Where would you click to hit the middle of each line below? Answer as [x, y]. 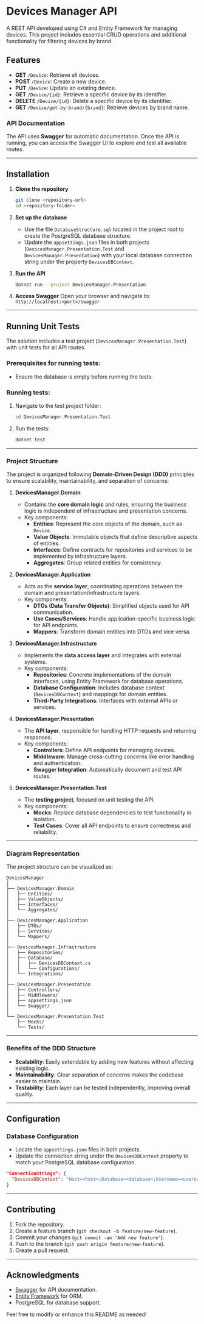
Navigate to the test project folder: [58, 405]
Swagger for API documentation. [56, 1290]
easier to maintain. [38, 1081]
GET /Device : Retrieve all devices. [57, 75]
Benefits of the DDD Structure [51, 1048]
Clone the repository [42, 189]
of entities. [46, 543]
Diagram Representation [43, 853]
